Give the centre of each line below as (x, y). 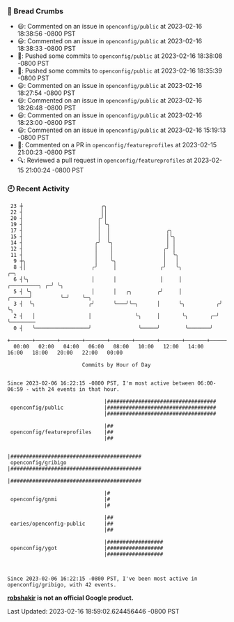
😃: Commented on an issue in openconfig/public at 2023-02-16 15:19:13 (122, 130)
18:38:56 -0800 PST (46, 34)
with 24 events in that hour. (76, 389)
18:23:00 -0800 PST (47, 123)
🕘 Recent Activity (38, 189)
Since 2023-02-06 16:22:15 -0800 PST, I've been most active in (102, 579)
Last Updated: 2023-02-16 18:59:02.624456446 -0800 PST (93, 611)
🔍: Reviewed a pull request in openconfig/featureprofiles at (105, 161)
